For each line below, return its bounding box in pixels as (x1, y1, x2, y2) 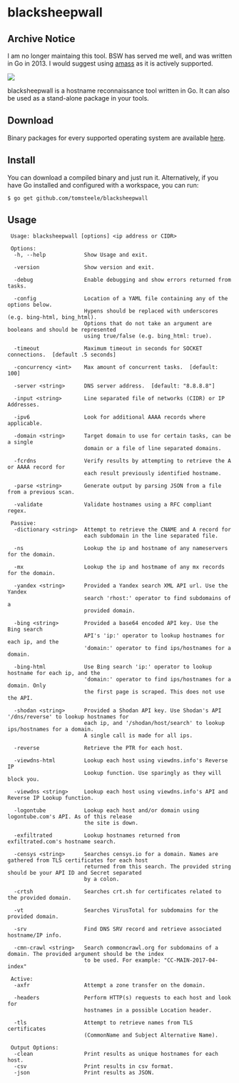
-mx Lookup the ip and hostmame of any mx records (14, 564, 225, 571)
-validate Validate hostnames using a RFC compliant (14, 501, 213, 509)
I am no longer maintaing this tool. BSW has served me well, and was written (7, 51, 233, 60)
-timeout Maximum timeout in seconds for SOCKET (14, 345, 203, 352)
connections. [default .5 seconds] (7, 351, 116, 359)
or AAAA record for (7, 464, 66, 471)
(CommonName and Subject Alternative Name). (83, 1032, 219, 1039)
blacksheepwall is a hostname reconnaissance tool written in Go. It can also (7, 86, 230, 95)
